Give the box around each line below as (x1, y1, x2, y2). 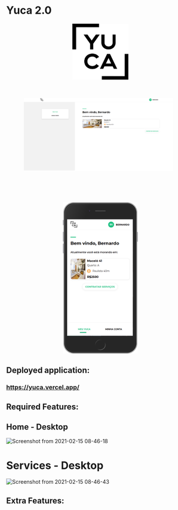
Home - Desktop (6, 422, 69, 432)
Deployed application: (6, 365, 90, 376)
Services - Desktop (6, 459, 104, 472)
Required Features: (6, 401, 79, 412)
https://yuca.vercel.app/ (6, 383, 79, 391)
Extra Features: (6, 496, 65, 506)
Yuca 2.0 (6, 4, 52, 17)
